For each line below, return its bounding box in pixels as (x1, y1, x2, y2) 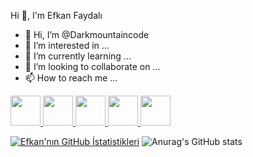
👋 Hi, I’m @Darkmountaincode (24, 29, 150, 40)
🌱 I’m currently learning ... (24, 50, 132, 62)
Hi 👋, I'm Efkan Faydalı (10, 10, 103, 21)
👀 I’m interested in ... (24, 40, 110, 51)
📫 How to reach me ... (24, 72, 118, 84)
